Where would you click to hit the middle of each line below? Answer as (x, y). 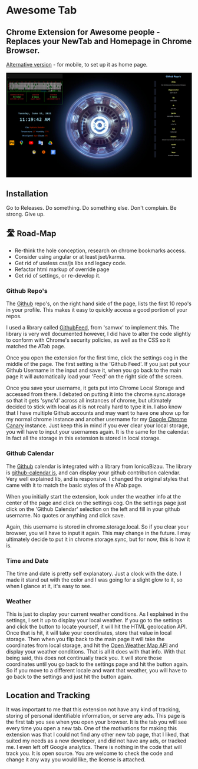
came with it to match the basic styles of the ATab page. (74, 485)
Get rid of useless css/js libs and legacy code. (70, 263)
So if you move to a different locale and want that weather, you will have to (97, 671)
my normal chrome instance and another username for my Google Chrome (97, 420)
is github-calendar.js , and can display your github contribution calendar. (93, 473)
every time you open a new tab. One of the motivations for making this (92, 728)
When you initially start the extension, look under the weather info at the (94, 496)
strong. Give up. (26, 214)
